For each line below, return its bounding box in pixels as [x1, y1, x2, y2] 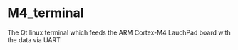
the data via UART [7, 35, 61, 44]
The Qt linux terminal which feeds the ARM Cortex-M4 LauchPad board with [7, 28, 231, 37]
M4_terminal [7, 5, 84, 21]
